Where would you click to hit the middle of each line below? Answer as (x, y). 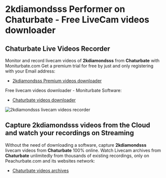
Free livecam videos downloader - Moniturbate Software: (63, 90)
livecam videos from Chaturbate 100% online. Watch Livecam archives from (83, 150)
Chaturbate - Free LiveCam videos (77, 20)
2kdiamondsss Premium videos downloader (57, 81)
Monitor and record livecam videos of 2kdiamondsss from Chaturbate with (83, 60)
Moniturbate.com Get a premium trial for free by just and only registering (79, 66)
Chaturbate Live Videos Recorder (58, 48)
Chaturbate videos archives (41, 171)
